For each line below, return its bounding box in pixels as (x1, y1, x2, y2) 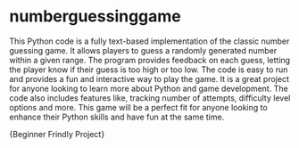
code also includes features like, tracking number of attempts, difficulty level (9, 92, 291, 103)
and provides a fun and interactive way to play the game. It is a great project (9, 73, 290, 84)
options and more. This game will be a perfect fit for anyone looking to (9, 102, 268, 112)
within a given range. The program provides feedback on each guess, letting (9, 54, 291, 65)
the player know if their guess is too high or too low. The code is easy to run (9, 64, 288, 75)
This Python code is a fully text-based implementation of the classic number (9, 36, 290, 46)
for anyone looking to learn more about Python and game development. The (9, 83, 288, 94)
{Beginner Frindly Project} (9, 128, 105, 139)
